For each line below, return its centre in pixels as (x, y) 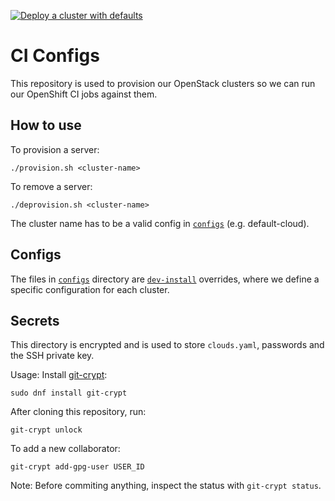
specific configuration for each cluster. (90, 289)
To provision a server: (55, 149)
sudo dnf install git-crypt (69, 393)
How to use (46, 125)
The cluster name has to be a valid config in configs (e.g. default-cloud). (160, 223)
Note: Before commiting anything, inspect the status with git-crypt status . (166, 486)
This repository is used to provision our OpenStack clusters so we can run (163, 83)
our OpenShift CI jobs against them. (84, 94)
